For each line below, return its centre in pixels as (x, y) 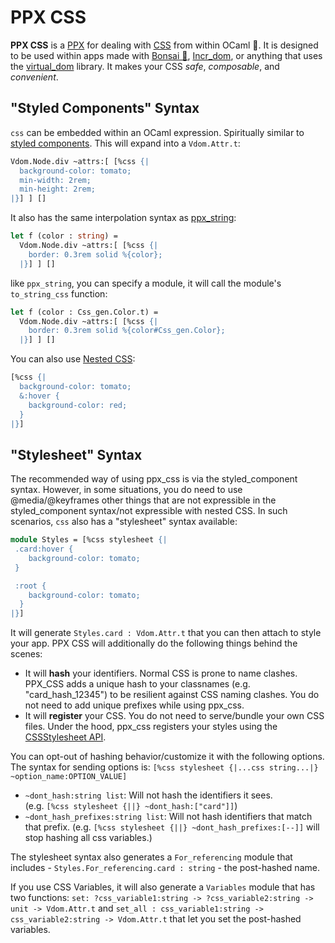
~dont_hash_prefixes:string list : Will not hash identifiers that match (168, 817)
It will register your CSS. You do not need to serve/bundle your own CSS (174, 716)
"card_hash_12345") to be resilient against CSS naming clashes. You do (172, 695)
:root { (30, 586)
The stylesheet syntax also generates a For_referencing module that (151, 857)
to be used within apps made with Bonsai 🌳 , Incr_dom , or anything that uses (166, 55)
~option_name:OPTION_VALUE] (69, 777)
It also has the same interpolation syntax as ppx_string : (123, 218)
